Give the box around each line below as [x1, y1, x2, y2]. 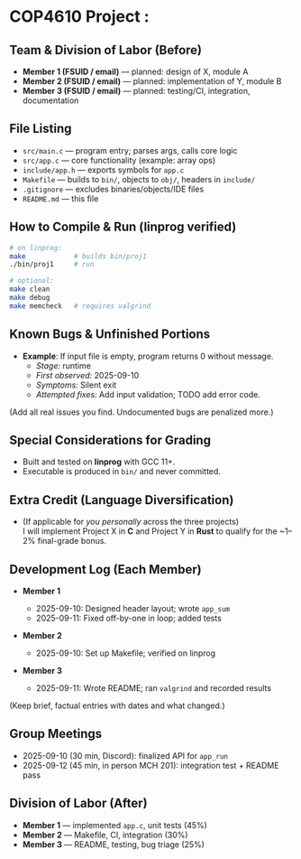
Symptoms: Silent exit [35, 379, 117, 390]
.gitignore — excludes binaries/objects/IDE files [22, 183, 205, 194]
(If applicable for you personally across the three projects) [22, 517, 240, 528]
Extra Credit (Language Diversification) [9, 492, 234, 508]
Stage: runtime [35, 359, 92, 371]
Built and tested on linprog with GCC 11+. [22, 456, 176, 467]
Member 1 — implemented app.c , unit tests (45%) [22, 819, 207, 830]
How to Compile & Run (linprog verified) [9, 219, 237, 235]
